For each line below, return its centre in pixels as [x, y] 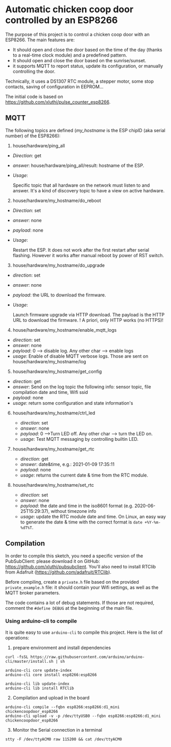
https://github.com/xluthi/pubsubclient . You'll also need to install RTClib [81, 566]
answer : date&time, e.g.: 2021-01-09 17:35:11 [67, 464]
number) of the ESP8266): [33, 136]
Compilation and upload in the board [51, 698]
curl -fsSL [17, 657]
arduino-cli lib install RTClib [40, 688]
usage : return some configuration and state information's [73, 403]
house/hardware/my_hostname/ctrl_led [54, 413]
